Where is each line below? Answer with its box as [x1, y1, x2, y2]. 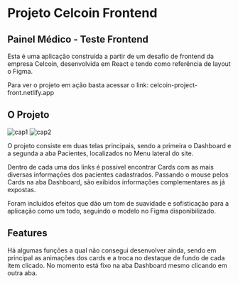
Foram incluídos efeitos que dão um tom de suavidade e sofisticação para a [7, 199, 229, 207]
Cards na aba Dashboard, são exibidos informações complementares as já [7, 177, 225, 186]
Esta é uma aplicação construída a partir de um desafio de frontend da [7, 52, 215, 60]
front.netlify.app [7, 89, 55, 96]
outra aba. [7, 268, 38, 277]
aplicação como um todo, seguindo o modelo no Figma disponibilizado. [7, 206, 217, 215]
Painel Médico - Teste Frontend [7, 33, 149, 45]
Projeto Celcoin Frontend [7, 5, 158, 21]
